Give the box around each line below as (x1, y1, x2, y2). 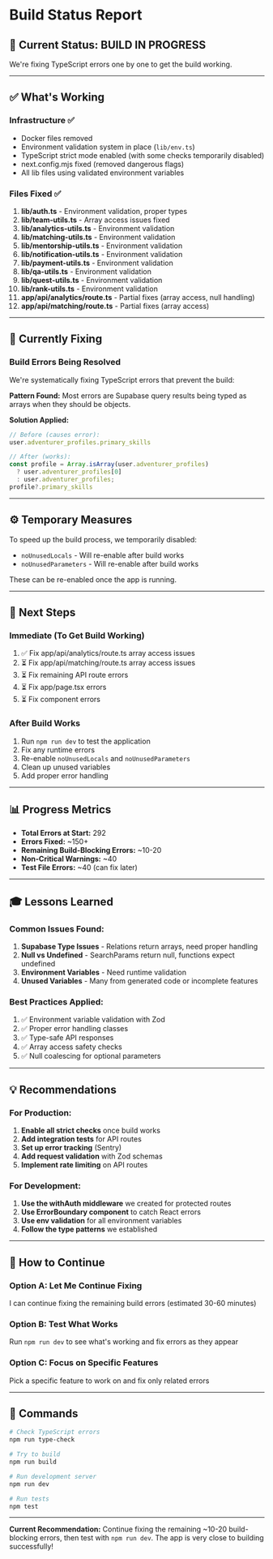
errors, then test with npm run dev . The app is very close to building (40, 1533, 264, 1543)
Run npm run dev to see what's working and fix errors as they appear (9, 1337, 238, 1347)
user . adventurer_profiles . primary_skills (9, 438, 151, 447)
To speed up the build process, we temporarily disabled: (9, 534, 198, 544)
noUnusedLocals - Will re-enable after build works (20, 550, 185, 560)
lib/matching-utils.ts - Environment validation (20, 232, 176, 242)
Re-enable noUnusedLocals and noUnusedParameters (20, 753, 191, 763)
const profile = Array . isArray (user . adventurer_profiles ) (9, 460, 209, 469)
